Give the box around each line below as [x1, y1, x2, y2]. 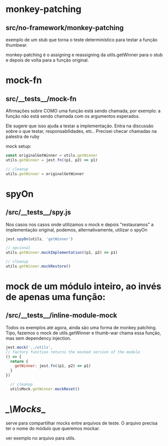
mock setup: [5, 143, 31, 149]
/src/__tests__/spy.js [5, 208, 71, 216]
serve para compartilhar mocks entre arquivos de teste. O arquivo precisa [5, 420, 158, 426]
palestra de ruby [5, 134, 39, 139]
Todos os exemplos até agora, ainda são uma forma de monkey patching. [5, 324, 157, 330]
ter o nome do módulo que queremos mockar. [5, 425, 100, 431]
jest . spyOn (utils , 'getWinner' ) [5, 237, 73, 242]
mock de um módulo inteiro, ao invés [5, 281, 161, 292]
